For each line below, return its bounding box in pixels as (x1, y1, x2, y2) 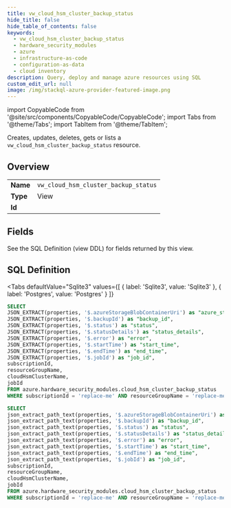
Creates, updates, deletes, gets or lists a (7, 133, 122, 142)
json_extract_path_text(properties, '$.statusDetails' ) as (7, 430, 180, 437)
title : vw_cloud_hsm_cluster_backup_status (7, 10, 134, 17)
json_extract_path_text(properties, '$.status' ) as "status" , (7, 424, 189, 431)
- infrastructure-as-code (13, 55, 88, 62)
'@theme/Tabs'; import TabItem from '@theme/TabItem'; (7, 120, 168, 129)
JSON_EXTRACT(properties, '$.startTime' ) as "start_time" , (7, 341, 180, 348)
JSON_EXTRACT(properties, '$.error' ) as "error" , (7, 335, 153, 342)
